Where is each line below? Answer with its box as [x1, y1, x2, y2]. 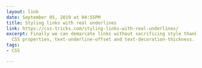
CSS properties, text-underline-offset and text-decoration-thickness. [11, 36, 195, 42]
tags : [6, 42, 20, 48]
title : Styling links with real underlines [6, 20, 117, 26]
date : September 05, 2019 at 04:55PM [6, 14, 101, 20]
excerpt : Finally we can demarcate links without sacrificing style [6, 31, 182, 37]
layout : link [6, 8, 39, 15]
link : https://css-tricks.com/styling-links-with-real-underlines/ [6, 25, 179, 32]
